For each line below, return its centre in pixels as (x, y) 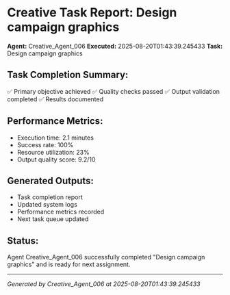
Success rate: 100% (45, 144)
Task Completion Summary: (68, 75)
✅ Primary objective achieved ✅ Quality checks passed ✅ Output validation (114, 91)
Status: (23, 241)
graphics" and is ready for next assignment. (69, 264)
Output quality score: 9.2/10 (56, 159)
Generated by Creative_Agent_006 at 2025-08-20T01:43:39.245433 (104, 284)
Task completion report (50, 197)
